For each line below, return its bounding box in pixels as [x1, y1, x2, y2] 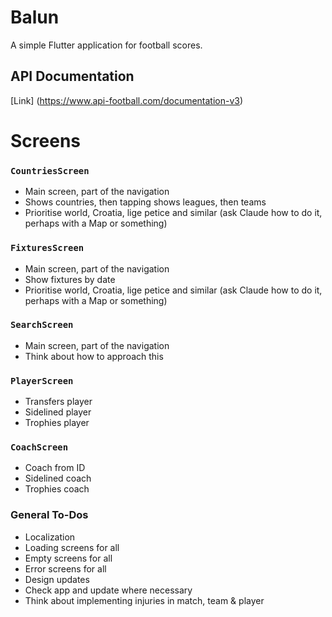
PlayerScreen [10, 375, 74, 386]
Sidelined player [24, 406, 92, 418]
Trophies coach [24, 483, 90, 495]
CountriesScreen [10, 165, 90, 176]
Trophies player [24, 417, 90, 429]
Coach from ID [24, 462, 86, 474]
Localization [24, 531, 76, 543]
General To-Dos [10, 508, 89, 522]
